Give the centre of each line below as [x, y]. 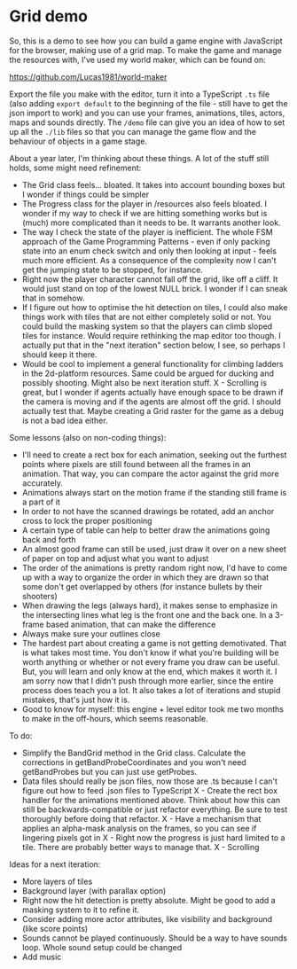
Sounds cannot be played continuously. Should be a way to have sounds [155, 938]
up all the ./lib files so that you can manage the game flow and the [133, 131]
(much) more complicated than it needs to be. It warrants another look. [151, 223]
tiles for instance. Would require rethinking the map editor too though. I [151, 335]
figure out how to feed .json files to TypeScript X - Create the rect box [149, 790]
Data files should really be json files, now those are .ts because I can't [149, 781]
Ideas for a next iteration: [55, 864]
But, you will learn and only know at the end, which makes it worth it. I [149, 671]
